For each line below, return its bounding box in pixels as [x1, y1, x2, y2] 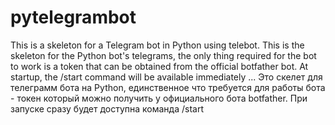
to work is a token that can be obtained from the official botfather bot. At [10, 60, 309, 72]
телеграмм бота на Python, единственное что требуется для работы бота [10, 81, 326, 93]
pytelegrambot [10, 6, 137, 29]
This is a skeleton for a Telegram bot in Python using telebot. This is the [10, 39, 305, 51]
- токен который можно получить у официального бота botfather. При [10, 92, 308, 104]
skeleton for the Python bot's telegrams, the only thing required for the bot [10, 49, 317, 61]
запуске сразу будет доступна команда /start [10, 102, 204, 115]
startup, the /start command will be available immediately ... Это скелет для [10, 71, 323, 83]
